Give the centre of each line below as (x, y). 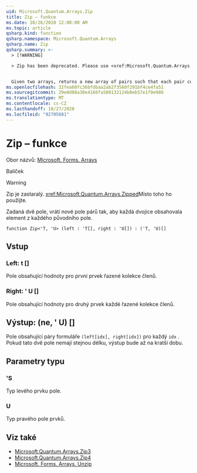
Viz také (21, 437)
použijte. (17, 200)
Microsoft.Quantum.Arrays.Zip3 (52, 452)
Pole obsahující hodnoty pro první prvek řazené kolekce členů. (81, 276)
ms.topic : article (28, 28)
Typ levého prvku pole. (34, 391)
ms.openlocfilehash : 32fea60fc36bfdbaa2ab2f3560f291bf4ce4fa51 (85, 87)
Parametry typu (35, 361)
